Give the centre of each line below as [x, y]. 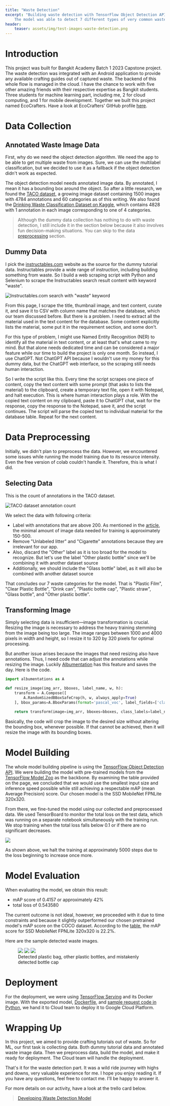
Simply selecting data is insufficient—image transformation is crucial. [77, 623]
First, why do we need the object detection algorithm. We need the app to [82, 157]
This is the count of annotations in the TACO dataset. [60, 496]
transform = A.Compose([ [40, 693]
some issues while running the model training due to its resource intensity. [83, 457]
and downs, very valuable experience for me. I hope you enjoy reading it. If [83, 1073]
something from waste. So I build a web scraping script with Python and [80, 275]
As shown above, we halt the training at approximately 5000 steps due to [81, 850]
